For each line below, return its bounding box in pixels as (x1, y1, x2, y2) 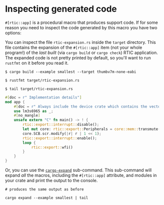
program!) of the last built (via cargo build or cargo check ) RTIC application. (5, 50, 158, 56)
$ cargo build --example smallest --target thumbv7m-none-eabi (5, 69, 137, 74)
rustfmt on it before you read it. (5, 60, 69, 66)
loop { (22, 140, 36, 145)
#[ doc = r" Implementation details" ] (5, 95, 82, 100)
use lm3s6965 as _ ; (14, 109, 54, 113)
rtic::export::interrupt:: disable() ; (22, 122, 99, 127)
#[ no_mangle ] (14, 113, 41, 118)
